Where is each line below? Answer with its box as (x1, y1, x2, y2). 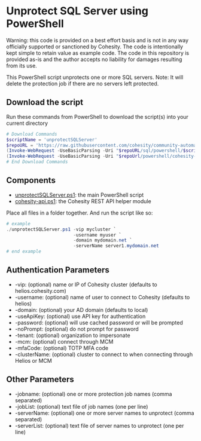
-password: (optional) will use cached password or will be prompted (14, 318, 184, 326)
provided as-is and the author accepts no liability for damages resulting (6, 56, 182, 63)
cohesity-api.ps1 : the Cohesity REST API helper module (14, 197, 151, 204)
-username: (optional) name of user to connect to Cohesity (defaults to (14, 293, 190, 301)
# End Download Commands (6, 159, 68, 165)
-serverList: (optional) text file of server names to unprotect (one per (14, 422, 184, 429)
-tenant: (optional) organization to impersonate (14, 332, 130, 339)
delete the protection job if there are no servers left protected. (6, 79, 159, 87)
